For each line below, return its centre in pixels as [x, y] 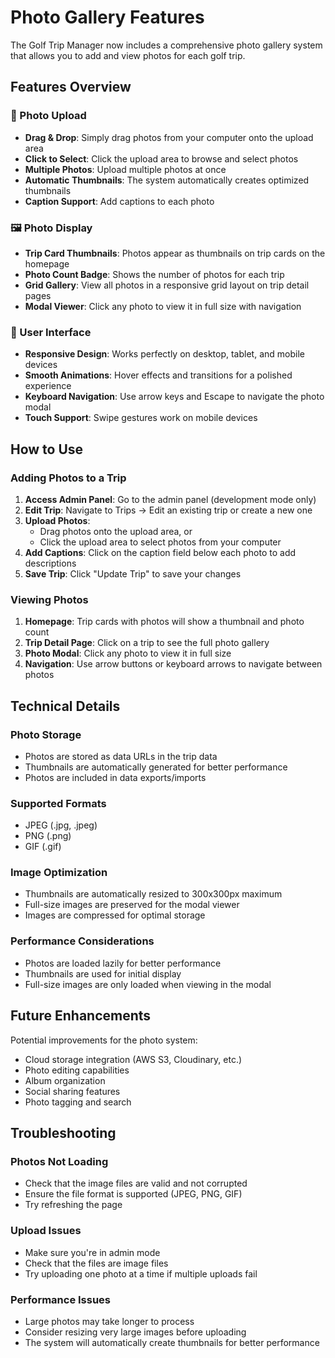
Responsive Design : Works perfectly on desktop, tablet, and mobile [164, 354]
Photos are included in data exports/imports [115, 777]
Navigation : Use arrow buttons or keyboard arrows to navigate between [173, 664]
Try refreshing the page [73, 1205]
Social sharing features [72, 1091]
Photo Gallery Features [107, 17]
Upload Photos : [57, 520]
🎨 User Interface [51, 332]
